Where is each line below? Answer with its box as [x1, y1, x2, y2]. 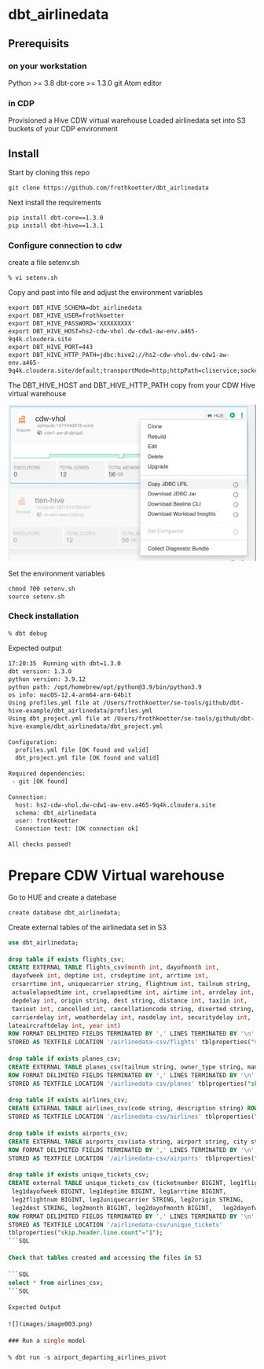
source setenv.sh [8, 592, 65, 601]
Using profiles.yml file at [8, 698, 101, 707]
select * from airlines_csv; [8, 1279, 104, 1286]
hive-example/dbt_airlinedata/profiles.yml [8, 706, 153, 715]
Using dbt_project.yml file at [8, 714, 111, 723]
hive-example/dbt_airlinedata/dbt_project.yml [8, 722, 163, 731]
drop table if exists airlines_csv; [8, 1096, 128, 1104]
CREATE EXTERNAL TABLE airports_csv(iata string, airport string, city [8, 1138, 247, 1146]
